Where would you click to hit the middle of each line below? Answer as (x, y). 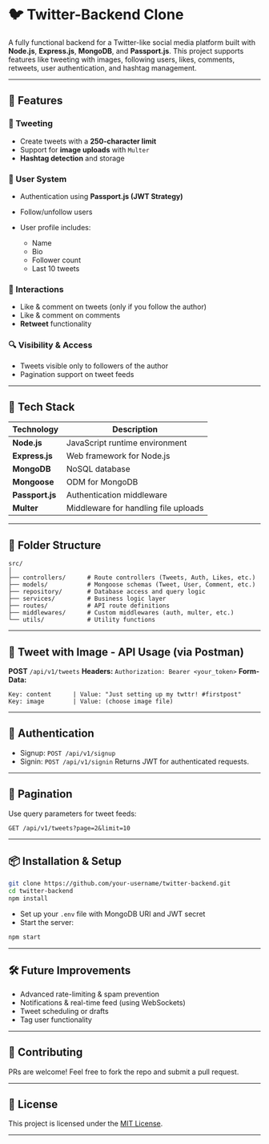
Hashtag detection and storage (72, 158)
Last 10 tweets (56, 268)
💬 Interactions (36, 289)
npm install (28, 899)
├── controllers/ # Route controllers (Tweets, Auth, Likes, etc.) (132, 578)
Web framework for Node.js (118, 456)
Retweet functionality (56, 324)
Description (135, 429)
